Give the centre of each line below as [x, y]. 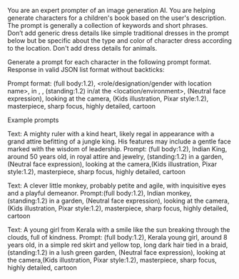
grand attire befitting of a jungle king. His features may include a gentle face [119, 141]
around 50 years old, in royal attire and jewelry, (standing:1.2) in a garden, [116, 157]
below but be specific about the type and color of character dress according [119, 41]
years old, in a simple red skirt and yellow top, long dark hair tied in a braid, [118, 245]
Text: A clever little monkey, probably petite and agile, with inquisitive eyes [117, 186]
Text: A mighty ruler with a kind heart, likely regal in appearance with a [111, 134]
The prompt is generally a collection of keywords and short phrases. [108, 25]
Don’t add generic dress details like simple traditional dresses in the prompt [118, 33]
